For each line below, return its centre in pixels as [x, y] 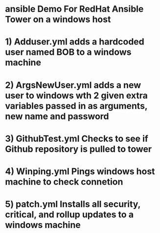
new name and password [57, 116]
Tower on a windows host [58, 19]
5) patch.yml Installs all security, [73, 204]
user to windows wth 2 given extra [77, 95]
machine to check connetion [64, 182]
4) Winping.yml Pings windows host [80, 171]
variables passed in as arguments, [76, 106]
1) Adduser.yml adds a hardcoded [75, 42]
